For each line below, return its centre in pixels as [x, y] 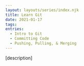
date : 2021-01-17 [24, 19]
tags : [11, 24]
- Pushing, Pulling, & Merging [43, 43]
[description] [19, 58]
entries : [15, 29]
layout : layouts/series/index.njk [42, 10]
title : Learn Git [24, 15]
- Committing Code [30, 39]
